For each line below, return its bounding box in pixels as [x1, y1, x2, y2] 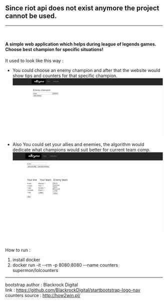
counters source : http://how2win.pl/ [5, 292, 81, 298]
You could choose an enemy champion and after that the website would [12, 67, 160, 73]
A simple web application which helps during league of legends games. [5, 41, 156, 47]
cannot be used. [5, 12, 57, 20]
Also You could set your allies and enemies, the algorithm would [12, 141, 144, 147]
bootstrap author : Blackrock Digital [5, 281, 78, 287]
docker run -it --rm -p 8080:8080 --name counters [12, 262, 118, 268]
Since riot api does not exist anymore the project [5, 4, 159, 12]
